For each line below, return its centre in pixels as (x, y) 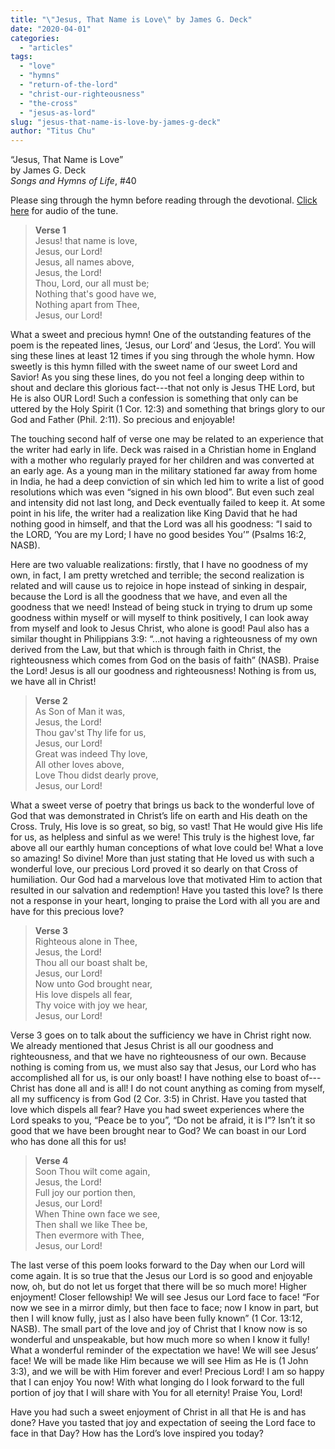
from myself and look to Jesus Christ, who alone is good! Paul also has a (160, 628)
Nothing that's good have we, (95, 294)
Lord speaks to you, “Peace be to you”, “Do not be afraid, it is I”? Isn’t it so (163, 1120)
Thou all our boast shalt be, (91, 963)
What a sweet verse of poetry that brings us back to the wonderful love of (162, 805)
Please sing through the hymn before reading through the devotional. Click (164, 200)
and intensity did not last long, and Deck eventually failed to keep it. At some (168, 503)
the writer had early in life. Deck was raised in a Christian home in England (163, 450)
